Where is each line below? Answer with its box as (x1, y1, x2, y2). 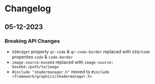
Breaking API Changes (4, 38, 60, 44)
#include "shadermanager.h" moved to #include (11, 69, 110, 75)
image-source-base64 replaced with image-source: (11, 59, 114, 65)
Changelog (4, 3, 51, 14)
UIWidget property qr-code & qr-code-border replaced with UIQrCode (11, 48, 150, 54)
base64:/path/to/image (11, 64, 59, 69)
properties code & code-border (11, 54, 73, 60)
